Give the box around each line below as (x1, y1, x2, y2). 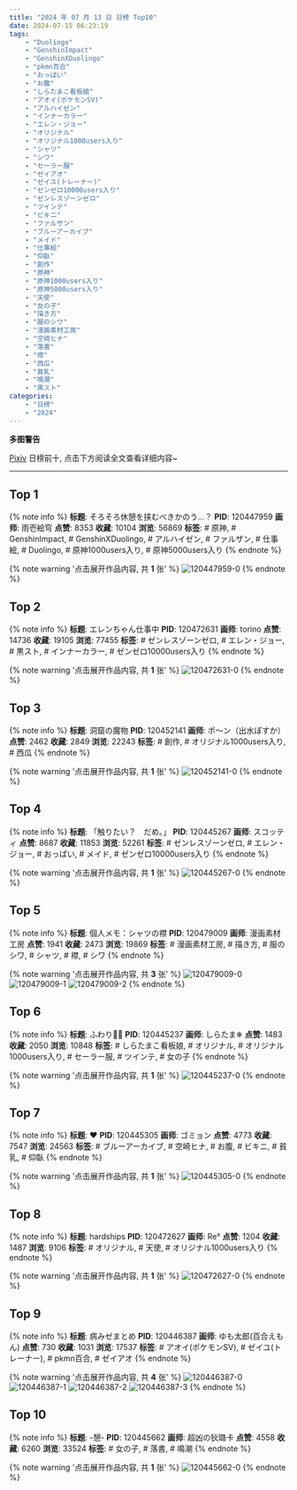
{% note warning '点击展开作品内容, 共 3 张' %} (9, 968, 182, 979)
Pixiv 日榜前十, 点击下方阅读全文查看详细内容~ (9, 453, 179, 463)
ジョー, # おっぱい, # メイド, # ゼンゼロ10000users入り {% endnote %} (9, 848, 270, 859)
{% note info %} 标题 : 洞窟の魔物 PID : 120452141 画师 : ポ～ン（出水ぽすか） (9, 726, 286, 736)
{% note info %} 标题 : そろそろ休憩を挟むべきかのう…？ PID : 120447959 (9, 511, 273, 523)
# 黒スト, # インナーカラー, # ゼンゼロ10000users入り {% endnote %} (9, 646, 265, 656)
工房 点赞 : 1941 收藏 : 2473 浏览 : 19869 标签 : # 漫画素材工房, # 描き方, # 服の (9, 938, 286, 949)
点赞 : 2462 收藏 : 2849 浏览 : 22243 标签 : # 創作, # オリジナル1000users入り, (9, 736, 286, 747)
